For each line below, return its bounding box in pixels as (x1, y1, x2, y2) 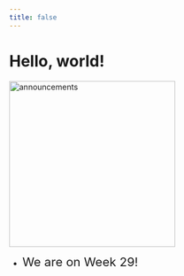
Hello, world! (9, 50, 105, 71)
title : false (9, 12, 57, 22)
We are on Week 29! (21, 254, 139, 270)
